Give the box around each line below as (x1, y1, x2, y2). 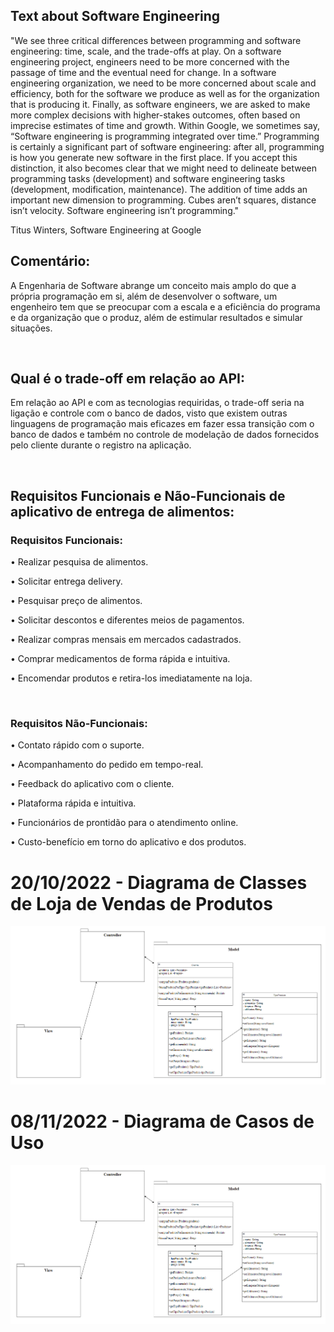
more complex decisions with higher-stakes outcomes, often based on (10, 109, 301, 121)
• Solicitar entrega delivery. (10, 575, 123, 588)
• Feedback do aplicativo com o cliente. (10, 778, 175, 790)
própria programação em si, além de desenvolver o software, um (10, 290, 278, 302)
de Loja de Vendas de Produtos (10, 892, 273, 915)
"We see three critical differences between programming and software (10, 34, 302, 46)
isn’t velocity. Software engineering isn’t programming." (10, 204, 240, 216)
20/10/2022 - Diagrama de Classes (10, 871, 308, 894)
